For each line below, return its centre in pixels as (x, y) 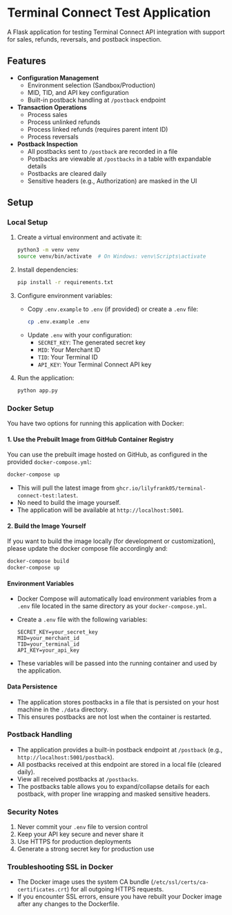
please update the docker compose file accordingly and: (87, 549)
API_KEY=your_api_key (48, 650)
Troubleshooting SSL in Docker (60, 867)
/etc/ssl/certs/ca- (181, 882)
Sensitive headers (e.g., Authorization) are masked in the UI (112, 181)
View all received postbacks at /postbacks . (78, 779)
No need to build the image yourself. (69, 503)
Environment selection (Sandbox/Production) (91, 85)
